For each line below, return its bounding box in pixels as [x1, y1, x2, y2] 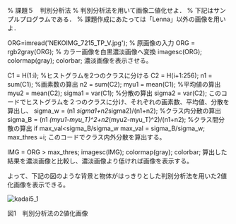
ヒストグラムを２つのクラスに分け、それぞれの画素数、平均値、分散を [25, 98, 230, 106]
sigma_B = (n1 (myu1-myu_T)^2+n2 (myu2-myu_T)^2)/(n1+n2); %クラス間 [7, 116, 219, 123]
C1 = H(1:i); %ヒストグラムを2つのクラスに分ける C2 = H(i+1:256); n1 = [7, 71, 213, 80]
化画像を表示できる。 [7, 180, 69, 189]
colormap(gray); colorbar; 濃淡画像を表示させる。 [7, 56, 153, 65]
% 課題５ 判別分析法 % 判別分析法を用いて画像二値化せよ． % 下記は [7, 6, 214, 14]
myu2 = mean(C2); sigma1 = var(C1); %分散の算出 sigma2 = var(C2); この [7, 89, 221, 97]
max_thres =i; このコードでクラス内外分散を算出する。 [7, 133, 166, 141]
